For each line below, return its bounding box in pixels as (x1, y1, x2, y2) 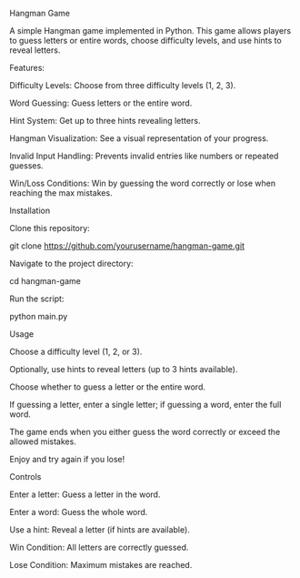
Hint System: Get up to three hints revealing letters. (9, 116, 201, 126)
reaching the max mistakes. (9, 188, 113, 198)
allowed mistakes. (9, 436, 77, 447)
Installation (9, 205, 51, 216)
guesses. (9, 160, 44, 171)
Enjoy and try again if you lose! (9, 454, 125, 464)
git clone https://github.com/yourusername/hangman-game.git (9, 240, 245, 251)
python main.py (9, 311, 68, 321)
